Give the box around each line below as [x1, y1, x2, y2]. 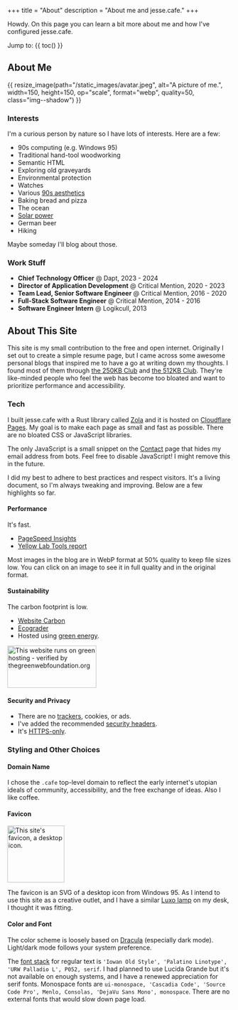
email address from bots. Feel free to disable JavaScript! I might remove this [7, 451, 231, 461]
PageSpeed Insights [17, 534, 77, 542]
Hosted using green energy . [17, 631, 99, 640]
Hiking [17, 227, 37, 235]
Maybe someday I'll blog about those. [7, 240, 118, 249]
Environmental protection [17, 173, 92, 182]
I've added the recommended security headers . [17, 719, 158, 728]
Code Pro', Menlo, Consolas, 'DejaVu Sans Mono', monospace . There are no [7, 987, 230, 996]
